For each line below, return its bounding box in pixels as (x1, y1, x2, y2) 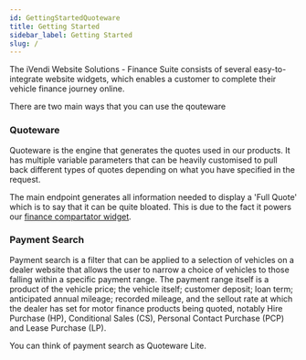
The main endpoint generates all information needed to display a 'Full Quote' (9, 191, 298, 202)
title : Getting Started (9, 22, 100, 31)
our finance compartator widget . (9, 211, 132, 222)
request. (9, 174, 41, 185)
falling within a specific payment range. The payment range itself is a (9, 273, 269, 284)
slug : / (9, 38, 39, 48)
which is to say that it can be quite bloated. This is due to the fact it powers (9, 201, 292, 212)
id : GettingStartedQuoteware (9, 13, 121, 23)
